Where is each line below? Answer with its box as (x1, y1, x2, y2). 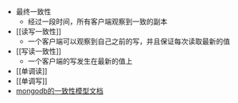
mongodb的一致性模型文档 (15, 86, 103, 95)
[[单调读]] (15, 67, 48, 75)
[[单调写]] (15, 76, 48, 86)
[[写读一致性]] (15, 47, 62, 55)
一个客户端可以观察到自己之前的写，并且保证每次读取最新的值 (27, 36, 231, 46)
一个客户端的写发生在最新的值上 (27, 56, 133, 66)
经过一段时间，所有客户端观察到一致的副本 (27, 17, 168, 26)
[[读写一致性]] (15, 27, 62, 36)
